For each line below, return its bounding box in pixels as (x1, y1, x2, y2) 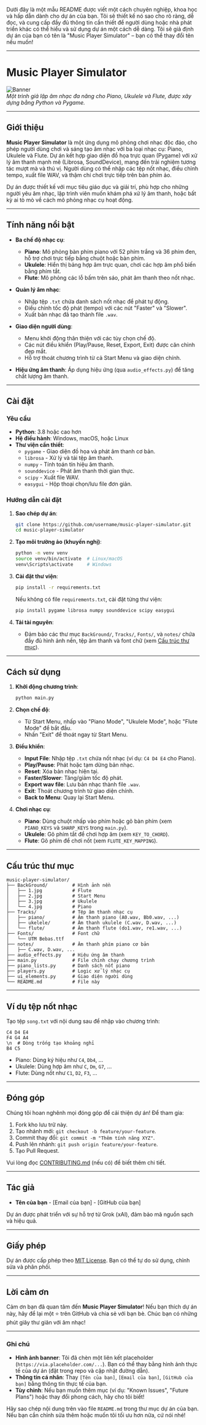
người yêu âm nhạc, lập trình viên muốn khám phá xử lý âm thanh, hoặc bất (6, 189, 196, 197)
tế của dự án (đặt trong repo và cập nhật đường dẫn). (15, 1367, 150, 1374)
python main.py (15, 695, 55, 701)
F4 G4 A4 (6, 1034, 29, 1041)
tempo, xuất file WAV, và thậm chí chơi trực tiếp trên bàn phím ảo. (6, 171, 172, 178)
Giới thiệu (6, 123, 44, 133)
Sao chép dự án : (15, 510, 58, 517)
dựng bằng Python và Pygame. (6, 99, 86, 106)
